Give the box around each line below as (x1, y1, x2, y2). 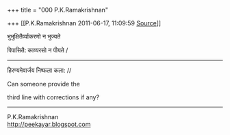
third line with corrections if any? (7, 93, 100, 101)
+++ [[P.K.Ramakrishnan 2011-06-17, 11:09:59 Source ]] (7, 19, 162, 27)
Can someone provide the (7, 80, 80, 88)
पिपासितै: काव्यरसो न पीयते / (7, 46, 68, 54)
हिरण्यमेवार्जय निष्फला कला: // (7, 66, 72, 74)
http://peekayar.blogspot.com (7, 120, 91, 128)
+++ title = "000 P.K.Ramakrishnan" (7, 6, 108, 14)
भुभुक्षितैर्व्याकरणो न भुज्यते (7, 32, 61, 40)
